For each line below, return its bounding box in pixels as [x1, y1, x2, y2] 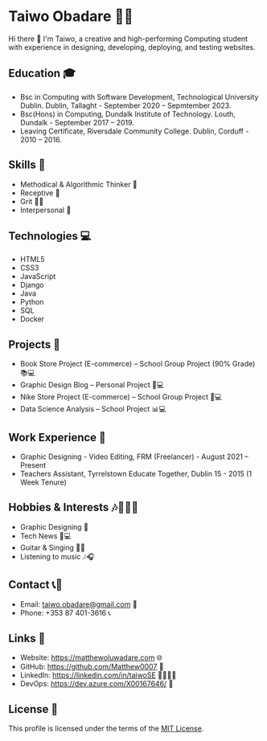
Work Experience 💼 [8, 430, 106, 444]
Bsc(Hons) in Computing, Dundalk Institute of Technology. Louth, [19, 108, 236, 119]
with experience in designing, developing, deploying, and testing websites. [8, 42, 256, 51]
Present [19, 461, 47, 469]
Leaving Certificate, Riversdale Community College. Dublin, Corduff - [19, 126, 249, 136]
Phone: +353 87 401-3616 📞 [19, 608, 111, 617]
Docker [19, 314, 45, 324]
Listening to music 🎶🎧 [19, 551, 95, 561]
